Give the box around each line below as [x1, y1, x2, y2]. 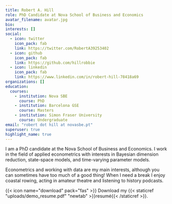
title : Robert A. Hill [5, 7, 54, 13]
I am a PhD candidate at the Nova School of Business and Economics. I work [5, 146, 167, 152]
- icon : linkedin [10, 65, 47, 70]
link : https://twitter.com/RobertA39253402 [14, 46, 109, 51]
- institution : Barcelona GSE [14, 103, 80, 108]
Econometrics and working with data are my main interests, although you [5, 166, 160, 173]
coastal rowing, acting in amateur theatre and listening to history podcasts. [5, 178, 164, 184]
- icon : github [10, 50, 43, 55]
